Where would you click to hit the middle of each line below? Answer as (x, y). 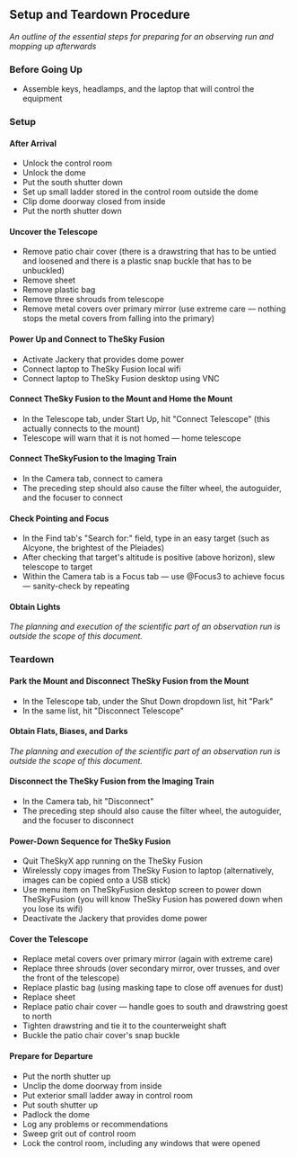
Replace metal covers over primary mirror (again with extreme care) (148, 959)
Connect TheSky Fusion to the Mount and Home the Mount (121, 399)
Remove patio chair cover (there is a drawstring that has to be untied (149, 252)
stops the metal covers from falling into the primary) (118, 318)
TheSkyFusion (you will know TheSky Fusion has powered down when (152, 900)
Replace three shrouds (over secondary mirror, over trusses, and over (151, 969)
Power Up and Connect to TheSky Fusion (87, 339)
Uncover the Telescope (54, 231)
